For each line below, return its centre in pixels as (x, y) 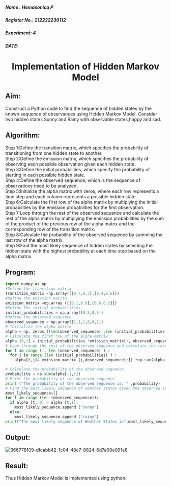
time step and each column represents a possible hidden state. (71, 196)
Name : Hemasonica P (29, 7)
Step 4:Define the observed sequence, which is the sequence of (73, 180)
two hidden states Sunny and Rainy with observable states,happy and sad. (83, 119)
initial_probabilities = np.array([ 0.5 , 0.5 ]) (54, 313)
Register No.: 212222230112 (36, 20)
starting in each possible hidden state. (45, 175)
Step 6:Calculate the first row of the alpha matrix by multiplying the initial (81, 202)
